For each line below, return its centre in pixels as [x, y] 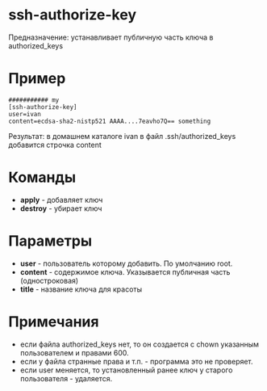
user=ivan [25, 114]
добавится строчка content [55, 145]
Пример [37, 79]
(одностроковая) [49, 280]
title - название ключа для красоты [81, 289]
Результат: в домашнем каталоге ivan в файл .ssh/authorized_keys [122, 136]
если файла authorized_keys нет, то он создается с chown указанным [140, 344]
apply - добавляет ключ [61, 200]
